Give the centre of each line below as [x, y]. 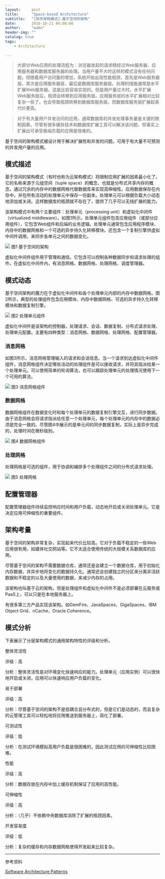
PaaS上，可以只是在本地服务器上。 [41, 594]
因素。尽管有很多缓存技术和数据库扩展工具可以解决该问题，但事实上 [90, 124]
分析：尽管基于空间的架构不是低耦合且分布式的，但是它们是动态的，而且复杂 [82, 709]
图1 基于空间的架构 [30, 247]
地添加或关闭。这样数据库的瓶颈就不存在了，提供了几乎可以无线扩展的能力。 [82, 201]
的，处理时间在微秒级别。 [31, 430]
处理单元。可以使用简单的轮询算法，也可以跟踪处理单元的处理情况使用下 [82, 370]
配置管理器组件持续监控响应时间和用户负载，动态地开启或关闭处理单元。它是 [82, 506]
